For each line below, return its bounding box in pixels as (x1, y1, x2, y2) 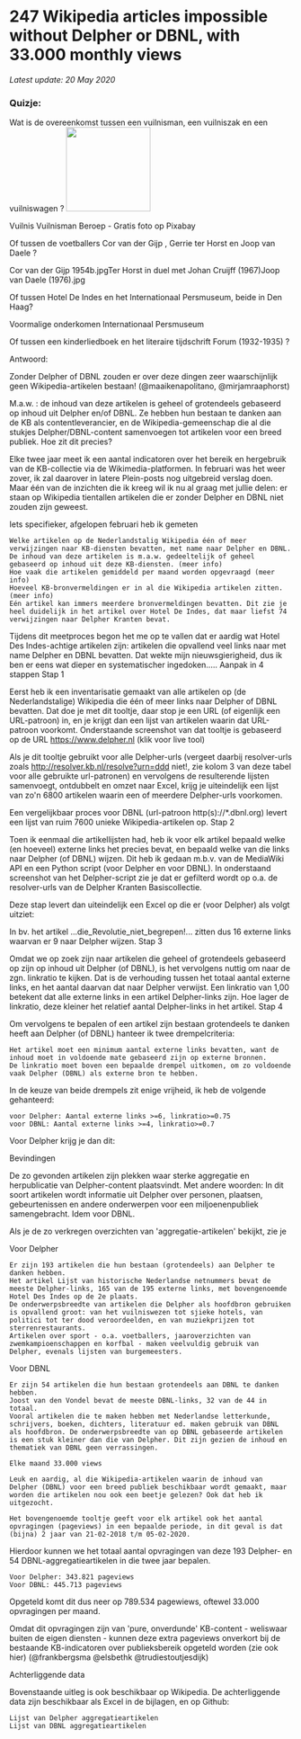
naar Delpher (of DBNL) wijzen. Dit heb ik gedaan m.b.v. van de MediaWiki (9, 853, 285, 864)
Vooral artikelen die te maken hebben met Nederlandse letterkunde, (9, 1412, 271, 1422)
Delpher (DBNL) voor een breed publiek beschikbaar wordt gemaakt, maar (9, 1483, 288, 1492)
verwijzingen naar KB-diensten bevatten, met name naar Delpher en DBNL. (9, 544, 292, 554)
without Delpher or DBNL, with (9, 25, 241, 46)
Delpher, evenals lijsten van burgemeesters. (9, 1347, 182, 1357)
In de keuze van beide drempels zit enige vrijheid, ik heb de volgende (9, 1085, 267, 1096)
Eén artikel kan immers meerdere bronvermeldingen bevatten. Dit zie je (9, 600, 288, 609)
